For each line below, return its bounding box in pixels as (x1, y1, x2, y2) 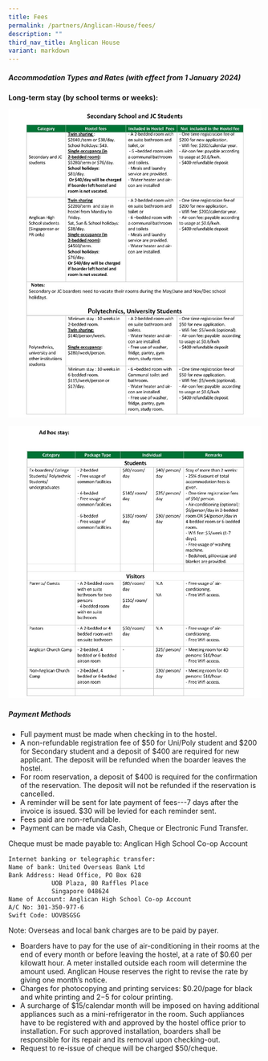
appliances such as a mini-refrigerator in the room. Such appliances (19, 1010, 245, 1019)
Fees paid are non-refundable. (19, 815, 121, 824)
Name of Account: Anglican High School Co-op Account (8, 896, 193, 904)
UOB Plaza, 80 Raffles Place (51, 880, 149, 888)
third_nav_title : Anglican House (8, 39, 120, 47)
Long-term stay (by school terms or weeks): (8, 93, 159, 103)
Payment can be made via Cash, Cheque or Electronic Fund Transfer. (19, 823, 249, 833)
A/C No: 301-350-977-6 (8, 904, 84, 912)
